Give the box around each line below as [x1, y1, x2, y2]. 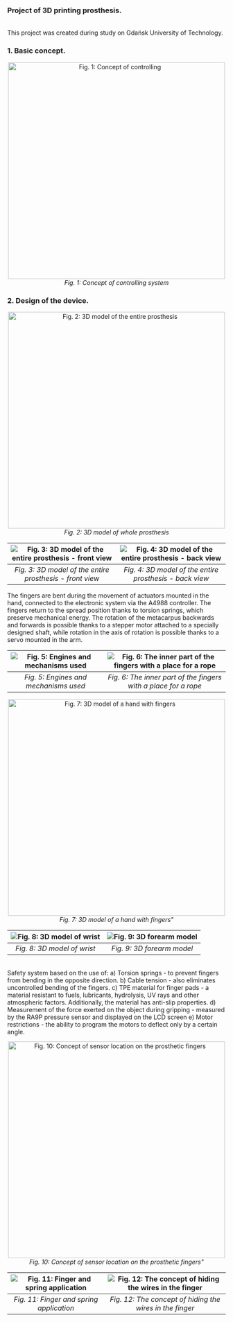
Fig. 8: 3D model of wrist [15, 943, 96, 953]
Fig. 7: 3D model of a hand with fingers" [59, 915, 174, 923]
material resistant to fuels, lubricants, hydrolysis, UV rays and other [7, 991, 200, 999]
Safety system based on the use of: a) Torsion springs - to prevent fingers [7, 968, 219, 977]
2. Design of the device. [7, 295, 89, 305]
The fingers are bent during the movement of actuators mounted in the [7, 591, 209, 600]
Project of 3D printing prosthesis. [7, 6, 122, 15]
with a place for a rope [128, 681, 202, 690]
